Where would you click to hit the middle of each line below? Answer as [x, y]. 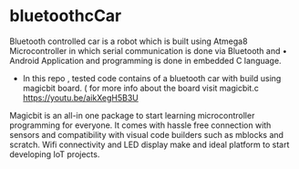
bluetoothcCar [66, 16]
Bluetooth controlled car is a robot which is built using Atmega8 [129, 41]
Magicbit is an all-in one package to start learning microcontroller [132, 115]
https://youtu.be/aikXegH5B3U [81, 98]
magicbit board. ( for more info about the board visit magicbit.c [141, 88]
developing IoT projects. [55, 154]
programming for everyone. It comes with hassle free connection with [140, 125]
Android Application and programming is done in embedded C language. [145, 60]
